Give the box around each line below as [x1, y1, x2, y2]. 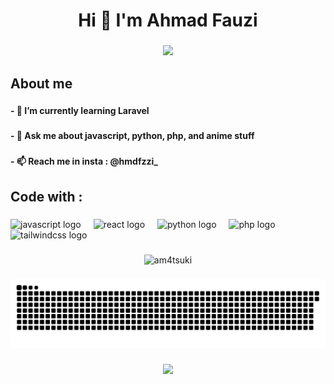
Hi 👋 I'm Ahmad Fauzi [78, 9, 258, 32]
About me [10, 75, 73, 92]
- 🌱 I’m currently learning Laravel [10, 105, 150, 117]
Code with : [10, 188, 83, 205]
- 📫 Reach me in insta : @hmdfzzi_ [10, 155, 159, 168]
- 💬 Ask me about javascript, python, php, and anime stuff [10, 130, 255, 142]
